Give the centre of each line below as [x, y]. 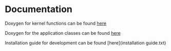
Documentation [39, 9]
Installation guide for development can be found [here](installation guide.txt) [85, 43]
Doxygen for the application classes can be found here [63, 33]
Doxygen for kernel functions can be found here [55, 23]
